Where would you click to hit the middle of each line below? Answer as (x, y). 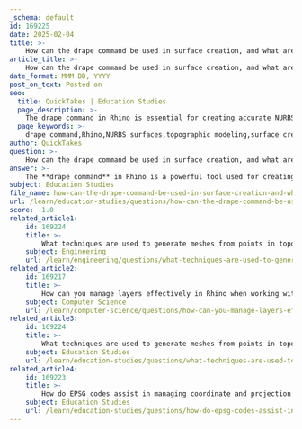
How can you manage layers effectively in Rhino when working (160, 293)
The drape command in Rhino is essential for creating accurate (148, 118)
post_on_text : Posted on (56, 85)
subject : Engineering (66, 252)
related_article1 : (44, 218)
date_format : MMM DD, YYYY (60, 76)
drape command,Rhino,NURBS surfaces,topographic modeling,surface (152, 135)
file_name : (30, 193)
